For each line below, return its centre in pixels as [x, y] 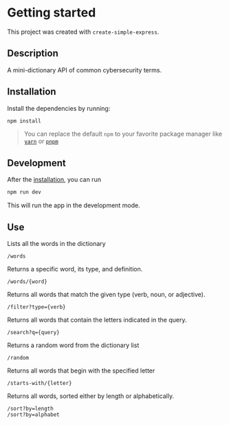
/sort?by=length [30, 408]
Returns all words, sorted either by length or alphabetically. [90, 396]
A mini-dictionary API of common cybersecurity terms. [85, 70]
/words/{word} [28, 281]
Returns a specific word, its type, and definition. [75, 269]
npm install [24, 121]
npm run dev [24, 192]
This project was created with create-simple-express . [83, 32]
